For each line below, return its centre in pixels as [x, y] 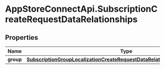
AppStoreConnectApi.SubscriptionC [82, 9]
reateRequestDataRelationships [71, 19]
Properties [22, 37]
